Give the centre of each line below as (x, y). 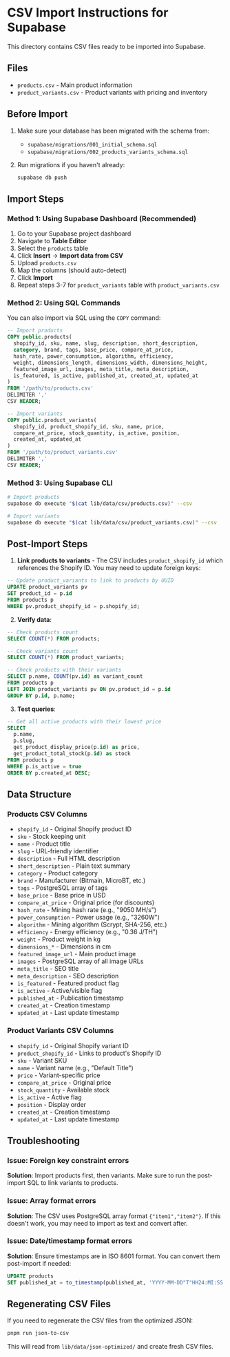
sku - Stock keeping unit (51, 837)
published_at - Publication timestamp (70, 998)
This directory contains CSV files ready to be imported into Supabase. (106, 46)
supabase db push (42, 178)
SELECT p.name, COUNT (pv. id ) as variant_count (75, 676)
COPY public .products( (40, 337)
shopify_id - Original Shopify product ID (74, 829)
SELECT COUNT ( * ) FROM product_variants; (66, 658)
